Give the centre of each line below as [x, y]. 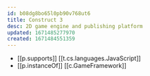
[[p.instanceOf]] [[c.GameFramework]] [72, 66]
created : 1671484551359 [41, 39]
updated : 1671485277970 [41, 33]
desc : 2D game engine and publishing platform [75, 26]
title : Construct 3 [35, 20]
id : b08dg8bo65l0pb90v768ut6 [49, 13]
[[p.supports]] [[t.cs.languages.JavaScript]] [79, 58]
